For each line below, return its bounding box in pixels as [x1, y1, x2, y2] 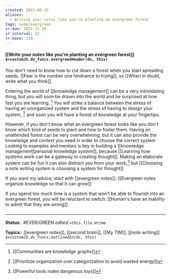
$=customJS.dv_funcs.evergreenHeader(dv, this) [5, 57, 108, 62]
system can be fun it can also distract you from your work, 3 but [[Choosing [5, 159, 163, 166]
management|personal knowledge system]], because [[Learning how [5, 148, 150, 154]
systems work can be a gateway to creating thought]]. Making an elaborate [5, 154, 163, 160]
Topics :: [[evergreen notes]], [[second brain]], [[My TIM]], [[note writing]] [5, 230, 160, 236]
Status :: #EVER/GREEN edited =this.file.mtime [5, 219, 106, 226]
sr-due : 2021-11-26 [5, 26, 47, 32]
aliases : [5, 12, 24, 17]
